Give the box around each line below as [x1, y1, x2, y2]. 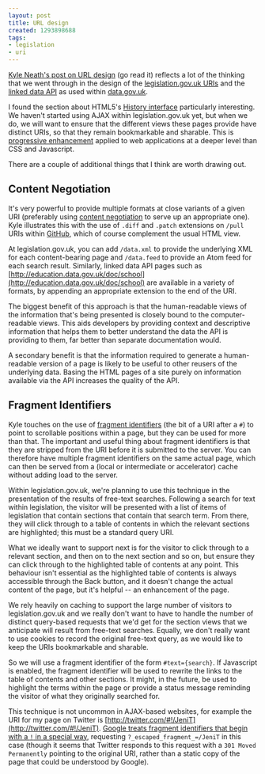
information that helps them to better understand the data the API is [8, 326, 229, 336]
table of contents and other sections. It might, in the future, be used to [8, 674, 237, 684]
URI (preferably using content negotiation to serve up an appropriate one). [8, 211, 251, 222]
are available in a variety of [146, 278, 235, 287]
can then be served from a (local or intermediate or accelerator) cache [8, 461, 239, 471]
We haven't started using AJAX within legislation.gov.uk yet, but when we [8, 111, 248, 120]
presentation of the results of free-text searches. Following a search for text [8, 494, 256, 503]
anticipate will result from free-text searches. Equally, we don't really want [8, 625, 251, 635]
